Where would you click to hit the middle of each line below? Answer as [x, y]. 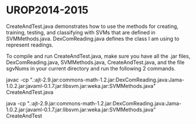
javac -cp [18, 80]
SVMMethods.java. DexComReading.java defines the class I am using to [93, 38]
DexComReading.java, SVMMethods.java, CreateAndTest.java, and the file [95, 62]
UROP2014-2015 [47, 10]
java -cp [16, 103]
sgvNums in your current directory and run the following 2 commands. [91, 68]
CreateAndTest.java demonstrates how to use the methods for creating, [92, 26]
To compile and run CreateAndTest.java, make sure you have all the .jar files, [98, 56]
